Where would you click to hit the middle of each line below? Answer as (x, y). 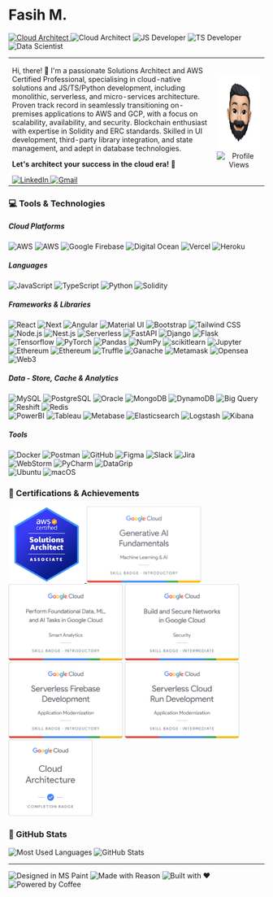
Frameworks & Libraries (50, 304)
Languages (28, 265)
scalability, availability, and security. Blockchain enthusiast (109, 122)
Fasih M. (38, 15)
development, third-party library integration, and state (102, 139)
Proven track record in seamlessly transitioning (90, 105)
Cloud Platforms (37, 226)
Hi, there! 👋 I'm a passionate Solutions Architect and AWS (107, 70)
